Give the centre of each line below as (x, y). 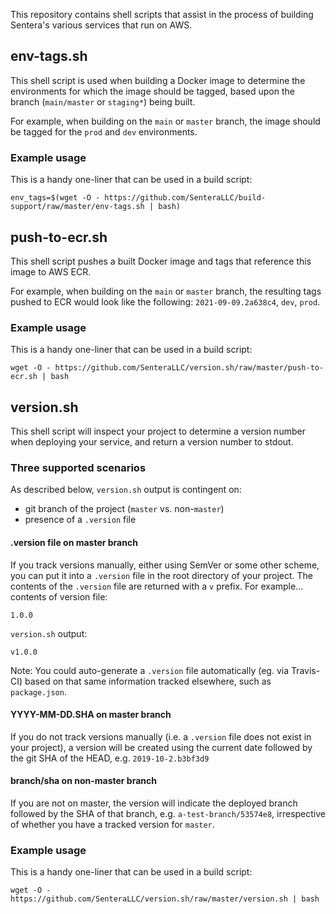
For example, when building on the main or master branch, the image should (165, 121)
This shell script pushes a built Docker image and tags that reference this (161, 261)
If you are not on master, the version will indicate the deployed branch (154, 803)
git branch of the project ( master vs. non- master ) (124, 509)
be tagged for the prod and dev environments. (104, 131)
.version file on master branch (74, 542)
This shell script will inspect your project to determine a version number (158, 431)
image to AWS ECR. (51, 271)
